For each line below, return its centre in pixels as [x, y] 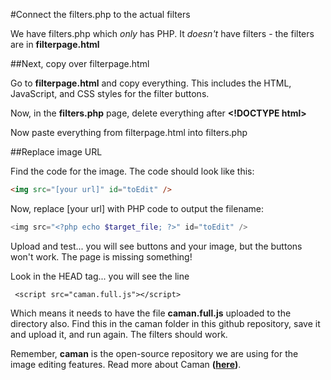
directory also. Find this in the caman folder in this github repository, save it [165, 323]
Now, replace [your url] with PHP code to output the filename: [137, 208]
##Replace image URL [56, 152]
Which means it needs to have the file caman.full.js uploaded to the [151, 313]
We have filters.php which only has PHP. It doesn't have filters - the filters [162, 33]
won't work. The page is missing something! [101, 256]
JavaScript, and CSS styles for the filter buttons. [110, 93]
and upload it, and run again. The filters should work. [119, 334]
